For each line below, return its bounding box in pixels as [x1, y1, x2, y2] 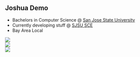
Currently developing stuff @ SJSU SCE [12, 22, 93, 28]
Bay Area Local [12, 27, 43, 33]
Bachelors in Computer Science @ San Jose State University [12, 17, 135, 23]
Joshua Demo [5, 4, 48, 12]
